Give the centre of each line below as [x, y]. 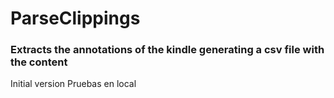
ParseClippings [75, 18]
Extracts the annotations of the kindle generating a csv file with [167, 50]
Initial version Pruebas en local [73, 84]
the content [39, 62]
